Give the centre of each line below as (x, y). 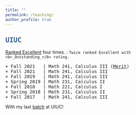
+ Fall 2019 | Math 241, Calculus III (57, 77)
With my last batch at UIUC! (35, 107)
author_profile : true (28, 19)
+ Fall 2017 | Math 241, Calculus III (57, 97)
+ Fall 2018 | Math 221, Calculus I (54, 87)
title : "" (16, 10)
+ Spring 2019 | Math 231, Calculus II (55, 82)
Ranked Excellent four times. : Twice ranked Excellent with (68, 52)
